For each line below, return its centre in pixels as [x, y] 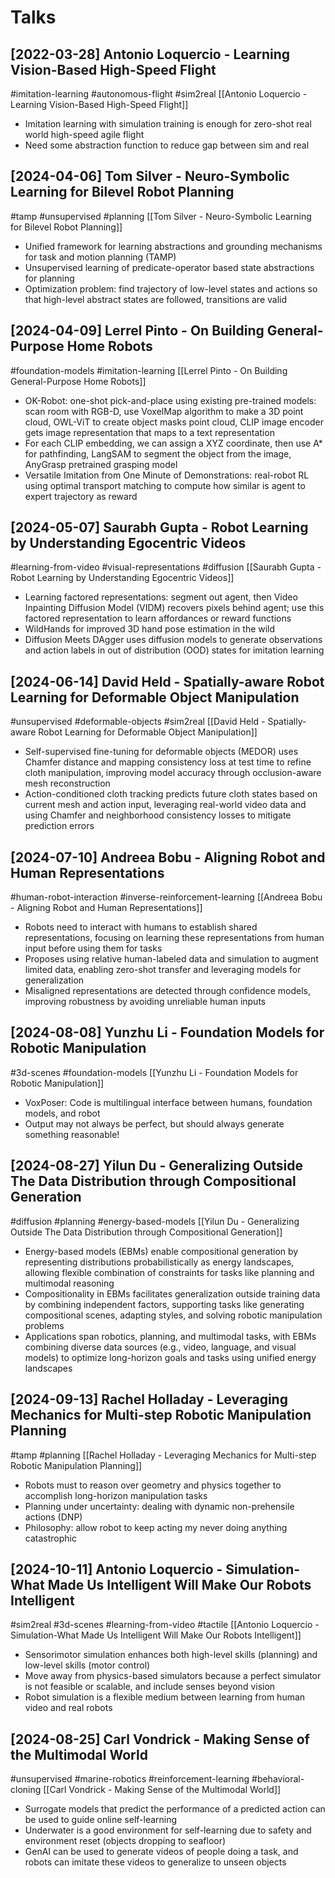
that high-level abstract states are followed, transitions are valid [155, 299]
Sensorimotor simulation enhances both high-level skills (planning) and [171, 1655]
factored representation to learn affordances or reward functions [158, 618]
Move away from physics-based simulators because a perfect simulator [173, 1676]
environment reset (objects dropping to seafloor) [125, 1841]
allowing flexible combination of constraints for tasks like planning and [169, 1272]
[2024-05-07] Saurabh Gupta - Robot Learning [159, 527]
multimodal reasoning [69, 1283]
